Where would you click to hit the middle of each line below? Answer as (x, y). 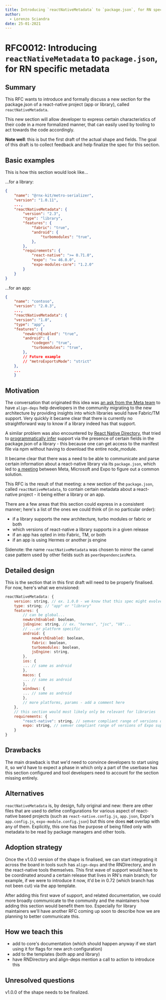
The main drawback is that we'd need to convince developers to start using (82, 762)
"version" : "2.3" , (42, 214)
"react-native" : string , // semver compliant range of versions (90, 721)
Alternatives (25, 794)
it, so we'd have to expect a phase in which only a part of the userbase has (82, 767)
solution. (14, 474)
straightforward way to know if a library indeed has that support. (71, 423)
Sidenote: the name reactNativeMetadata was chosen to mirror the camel (80, 550)
